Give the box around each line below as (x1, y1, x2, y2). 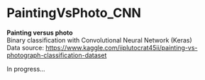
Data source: (6, 43, 44, 52)
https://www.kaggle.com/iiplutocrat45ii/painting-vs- (45, 43, 198, 52)
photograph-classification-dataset (6, 51, 107, 59)
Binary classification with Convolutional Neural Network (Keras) (6, 35, 192, 44)
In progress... (6, 64, 45, 73)
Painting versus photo (6, 28, 73, 37)
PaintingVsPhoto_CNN (6, 5, 141, 21)
